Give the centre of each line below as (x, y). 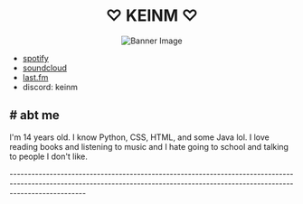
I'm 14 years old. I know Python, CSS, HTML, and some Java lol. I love (139, 137)
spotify (36, 58)
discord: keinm (50, 87)
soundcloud (45, 68)
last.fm (35, 77)
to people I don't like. (48, 156)
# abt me (35, 115)
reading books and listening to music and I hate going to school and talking (149, 146)
